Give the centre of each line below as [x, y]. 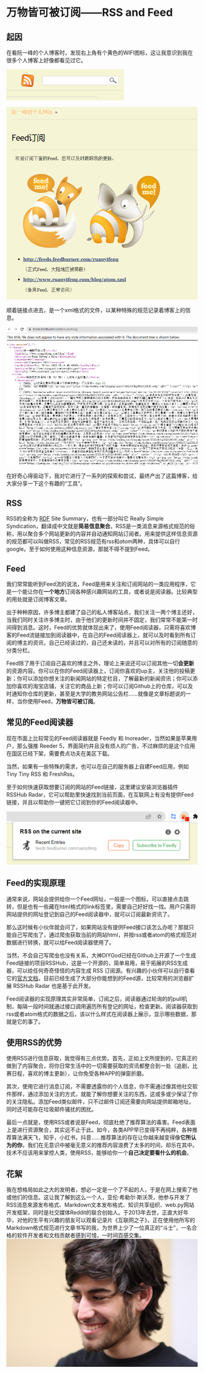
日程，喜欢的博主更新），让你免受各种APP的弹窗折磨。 [79, 1074]
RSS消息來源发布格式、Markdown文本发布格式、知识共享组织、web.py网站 [100, 1205]
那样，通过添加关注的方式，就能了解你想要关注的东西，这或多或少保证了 [102, 1094]
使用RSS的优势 [34, 1042]
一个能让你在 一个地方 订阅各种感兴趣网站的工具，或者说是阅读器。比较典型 [104, 591]
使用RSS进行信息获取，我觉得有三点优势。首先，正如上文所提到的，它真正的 [102, 1059]
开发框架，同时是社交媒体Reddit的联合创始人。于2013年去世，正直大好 [95, 1213]
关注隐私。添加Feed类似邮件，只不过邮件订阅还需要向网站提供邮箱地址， [103, 1102]
